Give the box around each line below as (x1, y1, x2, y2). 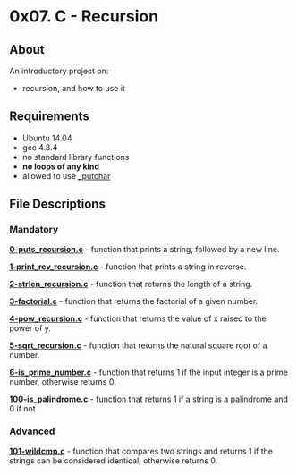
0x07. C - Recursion (9, 6, 159, 27)
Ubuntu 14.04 (21, 132, 72, 143)
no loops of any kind (21, 161, 100, 172)
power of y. (9, 322, 52, 333)
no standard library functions (21, 151, 130, 162)
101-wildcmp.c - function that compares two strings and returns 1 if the (9, 445, 273, 456)
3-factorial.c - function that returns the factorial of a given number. (9, 295, 259, 306)
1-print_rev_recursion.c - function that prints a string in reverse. (9, 261, 247, 272)
